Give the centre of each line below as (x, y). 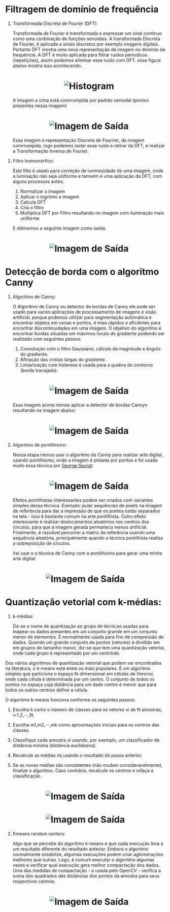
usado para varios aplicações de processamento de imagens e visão (84, 312)
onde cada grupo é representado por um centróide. (66, 653)
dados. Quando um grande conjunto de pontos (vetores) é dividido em (86, 642)
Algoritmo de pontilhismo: (40, 445)
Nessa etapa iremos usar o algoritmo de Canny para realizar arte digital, (88, 454)
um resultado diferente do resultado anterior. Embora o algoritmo (80, 849)
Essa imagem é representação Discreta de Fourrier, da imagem (78, 140)
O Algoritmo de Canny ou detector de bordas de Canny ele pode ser (84, 306)
